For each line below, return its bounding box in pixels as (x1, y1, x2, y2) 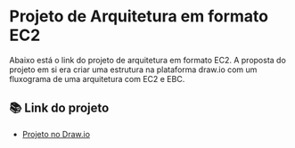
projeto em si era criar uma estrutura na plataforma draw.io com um (9, 64, 258, 75)
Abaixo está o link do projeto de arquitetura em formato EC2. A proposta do (9, 54, 287, 65)
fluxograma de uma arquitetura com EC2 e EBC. (9, 73, 185, 84)
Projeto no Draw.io (21, 128, 91, 139)
